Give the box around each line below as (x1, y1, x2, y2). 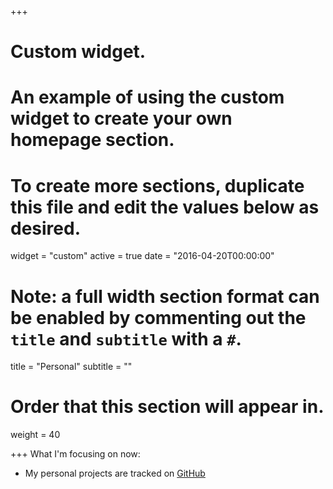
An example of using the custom (10, 86, 285, 109)
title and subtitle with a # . (10, 327, 242, 350)
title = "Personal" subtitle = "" (10, 361, 133, 373)
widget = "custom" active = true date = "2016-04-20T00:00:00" (10, 250, 275, 262)
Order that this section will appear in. (10, 396, 325, 418)
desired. (10, 217, 81, 240)
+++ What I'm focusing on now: (10, 448, 141, 460)
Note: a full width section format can (10, 285, 320, 308)
